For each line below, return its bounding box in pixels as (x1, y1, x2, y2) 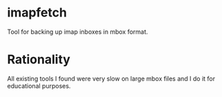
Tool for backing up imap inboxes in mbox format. (7, 28, 148, 36)
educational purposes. (7, 81, 71, 90)
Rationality (7, 52, 71, 67)
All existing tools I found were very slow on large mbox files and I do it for (7, 74, 216, 83)
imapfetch (7, 5, 68, 21)
